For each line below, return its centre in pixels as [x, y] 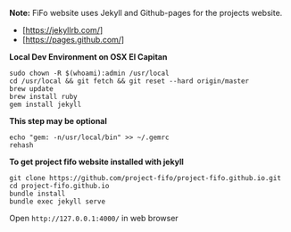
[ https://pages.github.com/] [73, 40]
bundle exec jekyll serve [57, 202]
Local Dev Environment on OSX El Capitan [88, 57]
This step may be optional [58, 121]
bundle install [37, 194]
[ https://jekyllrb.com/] [62, 30]
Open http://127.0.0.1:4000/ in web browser [94, 218]
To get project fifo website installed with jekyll [97, 162]
